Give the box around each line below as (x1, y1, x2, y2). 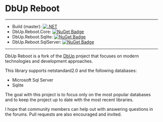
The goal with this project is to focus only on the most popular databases (5, 91, 151, 97)
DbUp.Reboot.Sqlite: (12, 34, 53, 39)
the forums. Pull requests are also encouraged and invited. (5, 111, 122, 117)
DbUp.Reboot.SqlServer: (12, 39, 62, 45)
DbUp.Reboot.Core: (12, 29, 51, 35)
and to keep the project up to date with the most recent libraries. (5, 97, 134, 103)
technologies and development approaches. (5, 58, 93, 64)
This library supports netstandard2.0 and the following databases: (5, 68, 137, 73)
